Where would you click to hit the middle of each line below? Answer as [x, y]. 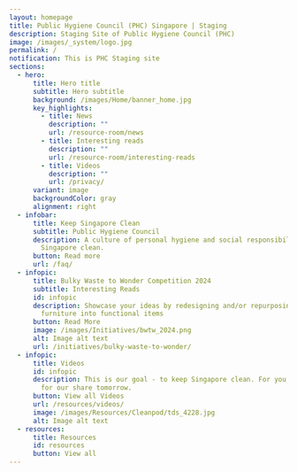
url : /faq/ [53, 265]
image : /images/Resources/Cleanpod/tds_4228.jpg [124, 413]
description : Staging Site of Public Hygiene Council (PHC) [122, 34]
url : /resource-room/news [96, 133]
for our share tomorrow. [87, 388]
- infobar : [37, 215]
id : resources [59, 445]
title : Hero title [66, 83]
